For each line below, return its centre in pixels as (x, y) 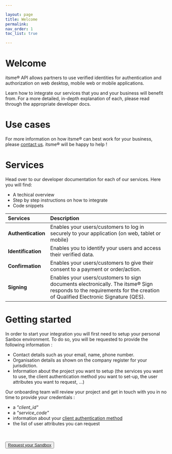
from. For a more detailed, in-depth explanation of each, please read (78, 98)
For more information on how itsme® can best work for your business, (79, 139)
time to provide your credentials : (40, 397)
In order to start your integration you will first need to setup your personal (83, 333)
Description (65, 218)
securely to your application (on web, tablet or (106, 233)
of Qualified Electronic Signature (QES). (98, 297)
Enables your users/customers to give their (102, 263)
